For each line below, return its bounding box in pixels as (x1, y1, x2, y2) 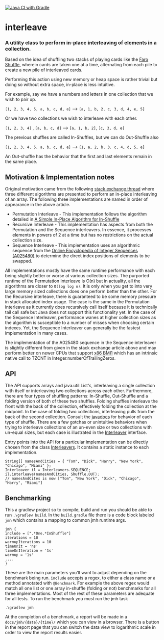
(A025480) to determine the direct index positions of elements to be (12, 253, 150, 259)
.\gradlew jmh (5, 605, 34, 610)
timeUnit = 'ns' (5, 544, 38, 549)
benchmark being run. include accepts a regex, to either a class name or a (5, 575, 156, 581)
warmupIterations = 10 (5, 539, 51, 544)
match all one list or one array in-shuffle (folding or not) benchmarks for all (5, 585, 156, 591)
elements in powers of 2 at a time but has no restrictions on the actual (12, 232, 153, 238)
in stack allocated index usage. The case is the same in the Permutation (5, 299, 150, 305)
